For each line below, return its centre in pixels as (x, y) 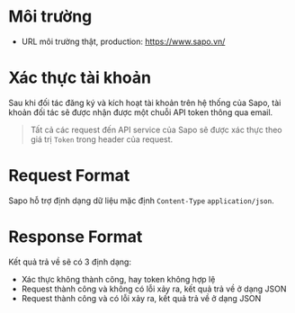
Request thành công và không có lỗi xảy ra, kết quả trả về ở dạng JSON (154, 289)
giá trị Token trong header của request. (102, 139)
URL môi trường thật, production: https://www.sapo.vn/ (123, 41)
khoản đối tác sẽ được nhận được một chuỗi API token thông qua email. (141, 112)
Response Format (76, 237)
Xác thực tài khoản (80, 78)
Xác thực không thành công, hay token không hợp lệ (118, 279)
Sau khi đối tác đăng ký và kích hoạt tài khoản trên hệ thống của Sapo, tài (145, 103)
